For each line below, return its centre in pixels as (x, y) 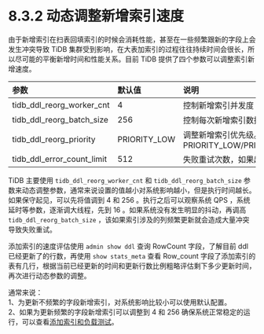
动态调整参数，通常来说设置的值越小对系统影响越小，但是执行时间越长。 (139, 190)
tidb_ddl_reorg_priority (54, 139)
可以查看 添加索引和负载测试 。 (70, 321)
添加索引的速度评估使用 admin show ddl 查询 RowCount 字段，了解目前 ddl (128, 246)
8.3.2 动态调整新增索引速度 (96, 16)
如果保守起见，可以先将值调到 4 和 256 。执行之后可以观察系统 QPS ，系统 (129, 200)
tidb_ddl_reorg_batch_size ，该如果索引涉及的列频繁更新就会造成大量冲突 (129, 219)
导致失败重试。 (32, 229)
